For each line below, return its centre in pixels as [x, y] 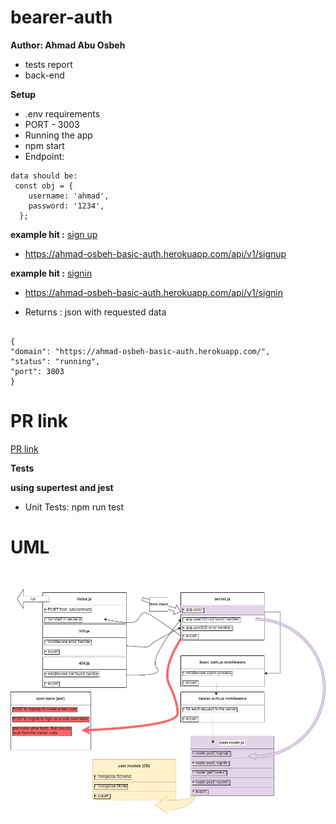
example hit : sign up [54, 234]
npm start [44, 145]
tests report [48, 64]
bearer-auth [61, 17]
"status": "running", [55, 361]
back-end [44, 75]
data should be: [44, 176]
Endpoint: [44, 156]
